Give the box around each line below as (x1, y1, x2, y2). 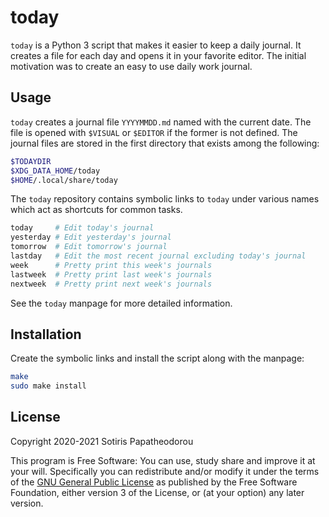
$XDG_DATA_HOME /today (10, 166, 101, 176)
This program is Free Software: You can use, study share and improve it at (10, 454, 316, 466)
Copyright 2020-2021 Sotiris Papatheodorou (10, 435, 194, 447)
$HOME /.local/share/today (10, 175, 118, 185)
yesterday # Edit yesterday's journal (10, 232, 172, 243)
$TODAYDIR (10, 156, 52, 166)
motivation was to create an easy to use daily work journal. (10, 60, 253, 72)
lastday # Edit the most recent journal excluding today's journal (10, 251, 307, 261)
